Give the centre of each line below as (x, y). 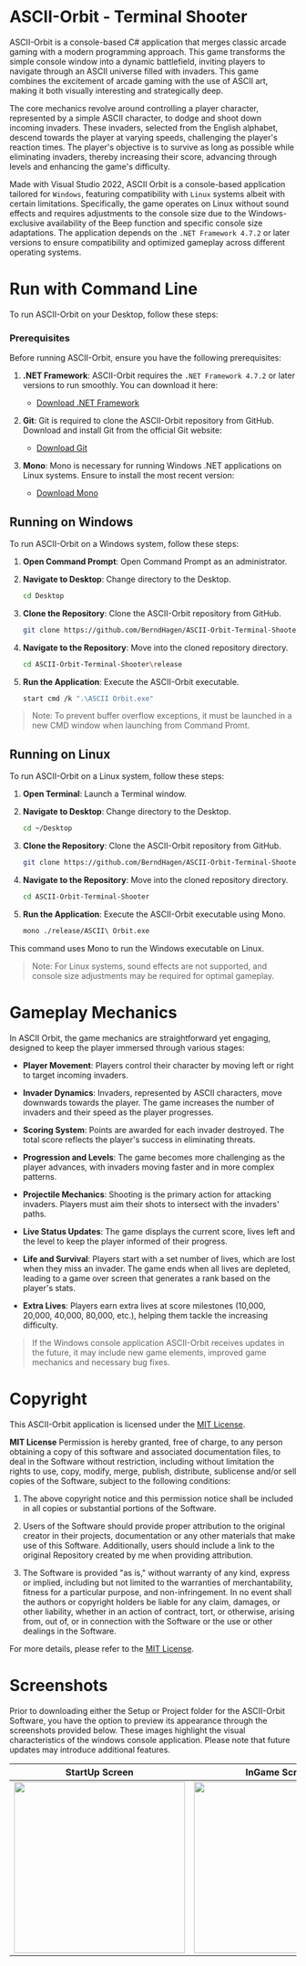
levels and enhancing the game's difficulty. (90, 166)
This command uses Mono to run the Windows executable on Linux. (137, 948)
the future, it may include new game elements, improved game (149, 1352)
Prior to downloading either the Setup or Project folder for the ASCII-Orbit (147, 1710)
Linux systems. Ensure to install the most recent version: (128, 476)
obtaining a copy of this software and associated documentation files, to (145, 1451)
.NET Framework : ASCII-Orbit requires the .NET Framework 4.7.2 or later (159, 375)
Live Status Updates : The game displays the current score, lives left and (159, 1231)
